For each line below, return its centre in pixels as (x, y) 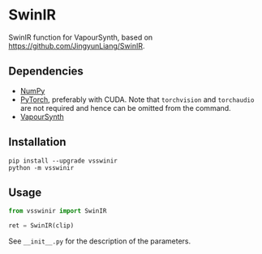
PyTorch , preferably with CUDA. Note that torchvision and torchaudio (137, 99)
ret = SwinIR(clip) (41, 226)
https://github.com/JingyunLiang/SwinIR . (77, 45)
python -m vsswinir (41, 167)
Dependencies (46, 72)
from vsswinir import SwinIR (58, 211)
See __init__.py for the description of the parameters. (100, 241)
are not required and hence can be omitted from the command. (125, 108)
